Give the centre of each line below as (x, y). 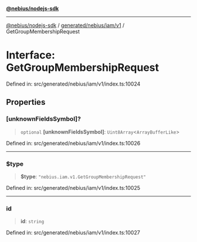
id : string (32, 221)
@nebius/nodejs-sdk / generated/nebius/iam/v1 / (65, 25)
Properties (26, 102)
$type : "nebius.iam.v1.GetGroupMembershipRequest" (83, 176)
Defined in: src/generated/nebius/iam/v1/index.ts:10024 (73, 84)
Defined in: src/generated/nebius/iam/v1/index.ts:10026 (73, 143)
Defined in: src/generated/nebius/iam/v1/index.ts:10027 (73, 233)
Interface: (31, 55)
